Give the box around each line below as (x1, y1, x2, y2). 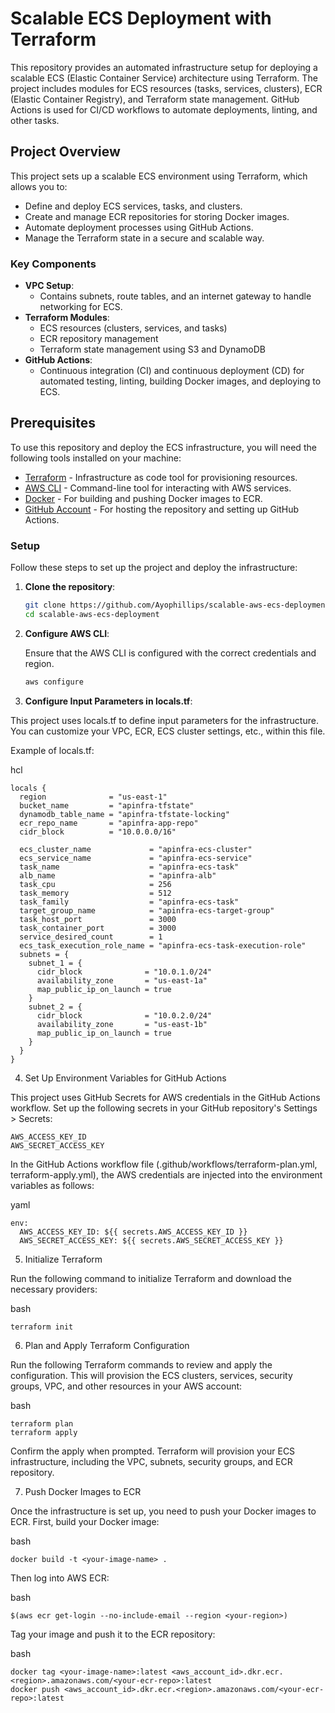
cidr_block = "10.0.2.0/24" (36, 1010, 213, 1021)
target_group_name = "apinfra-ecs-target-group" (19, 905, 275, 916)
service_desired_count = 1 (19, 932, 163, 942)
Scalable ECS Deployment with (10, 7, 272, 30)
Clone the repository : (24, 581, 116, 593)
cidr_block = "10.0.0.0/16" (19, 827, 177, 837)
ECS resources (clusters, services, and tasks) (39, 322, 228, 334)
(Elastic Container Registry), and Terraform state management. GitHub (10, 93, 300, 105)
